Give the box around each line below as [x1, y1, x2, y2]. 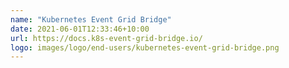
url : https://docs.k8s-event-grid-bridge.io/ [10, 33, 203, 43]
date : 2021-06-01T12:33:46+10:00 [10, 24, 150, 34]
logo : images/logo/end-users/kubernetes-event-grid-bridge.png [10, 42, 280, 53]
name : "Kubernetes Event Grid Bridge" [10, 14, 172, 25]
